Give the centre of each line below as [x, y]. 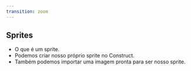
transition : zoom [27, 11]
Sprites [20, 35]
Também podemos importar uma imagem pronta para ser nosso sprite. [100, 62]
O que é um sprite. [37, 49]
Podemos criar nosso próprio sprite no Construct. [74, 56]
